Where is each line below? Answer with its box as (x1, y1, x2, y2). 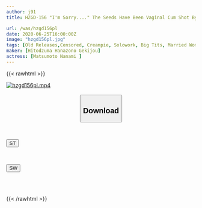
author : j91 (6, 8, 36, 15)
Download (83, 106, 119, 115)
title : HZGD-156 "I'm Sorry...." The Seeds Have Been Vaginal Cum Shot (6, 14, 189, 20)
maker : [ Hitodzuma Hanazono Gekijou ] (6, 48, 101, 54)
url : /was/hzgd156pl (6, 25, 58, 31)
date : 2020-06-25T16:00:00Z (6, 31, 77, 37)
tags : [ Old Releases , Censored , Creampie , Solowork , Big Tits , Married (6, 42, 187, 48)
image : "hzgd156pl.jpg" (6, 37, 66, 43)
